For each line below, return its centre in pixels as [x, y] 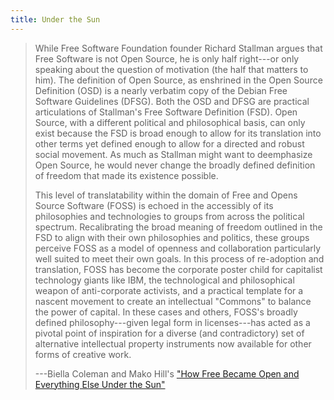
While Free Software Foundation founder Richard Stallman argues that [178, 48]
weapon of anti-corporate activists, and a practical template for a [169, 290]
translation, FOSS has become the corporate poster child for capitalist [178, 269]
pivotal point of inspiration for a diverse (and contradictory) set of [169, 333]
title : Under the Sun [55, 19]
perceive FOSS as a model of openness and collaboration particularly [178, 248]
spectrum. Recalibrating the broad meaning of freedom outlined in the [178, 227]
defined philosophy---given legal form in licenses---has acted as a [172, 322]
